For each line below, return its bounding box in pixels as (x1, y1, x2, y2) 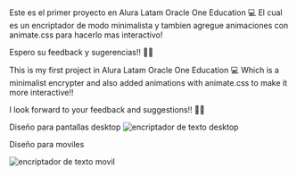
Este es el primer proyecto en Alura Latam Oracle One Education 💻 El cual (9, 7, 283, 18)
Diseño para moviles (9, 139, 85, 149)
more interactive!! (9, 88, 74, 97)
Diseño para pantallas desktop (9, 122, 121, 132)
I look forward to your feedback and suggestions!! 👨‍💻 (9, 105, 205, 114)
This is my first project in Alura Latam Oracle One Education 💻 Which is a (9, 65, 279, 75)
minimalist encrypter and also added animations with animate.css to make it (9, 78, 288, 88)
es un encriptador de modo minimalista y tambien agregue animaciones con (9, 21, 289, 30)
